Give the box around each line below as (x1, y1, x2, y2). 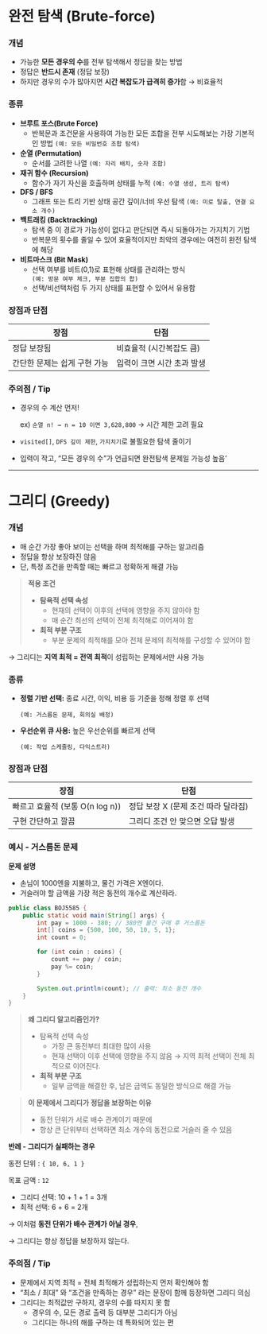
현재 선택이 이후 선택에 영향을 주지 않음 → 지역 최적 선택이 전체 (51, 1051, 246, 1061)
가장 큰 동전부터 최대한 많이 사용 (51, 1041, 152, 1051)
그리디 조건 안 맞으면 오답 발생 (128, 816, 235, 827)
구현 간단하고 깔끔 (12, 816, 75, 827)
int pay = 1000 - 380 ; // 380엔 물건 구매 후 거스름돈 (37, 919, 205, 927)
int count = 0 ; (37, 933, 87, 942)
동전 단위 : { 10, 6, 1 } (8, 1158, 85, 1169)
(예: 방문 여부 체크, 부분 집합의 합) (31, 275, 139, 283)
